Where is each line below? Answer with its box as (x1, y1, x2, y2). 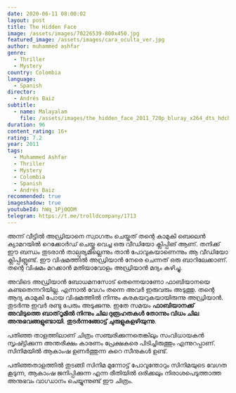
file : (20, 114, 37, 121)
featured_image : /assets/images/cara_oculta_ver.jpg (7, 36, 165, 44)
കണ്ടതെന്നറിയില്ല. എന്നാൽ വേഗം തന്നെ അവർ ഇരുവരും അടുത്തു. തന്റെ (7, 285, 215, 293)
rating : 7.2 (7, 134, 42, 141)
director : (7, 88, 37, 95)
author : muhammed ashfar (7, 43, 80, 50)
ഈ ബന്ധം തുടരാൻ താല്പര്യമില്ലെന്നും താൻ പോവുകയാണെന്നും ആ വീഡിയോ (7, 247, 228, 256)
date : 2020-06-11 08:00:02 (7, 10, 86, 18)
